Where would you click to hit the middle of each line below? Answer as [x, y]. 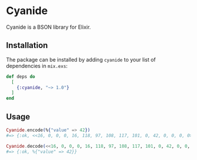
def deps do [21, 76]
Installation [27, 45]
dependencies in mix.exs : [37, 66]
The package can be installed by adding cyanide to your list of [81, 59]
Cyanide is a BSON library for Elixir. [48, 27]
